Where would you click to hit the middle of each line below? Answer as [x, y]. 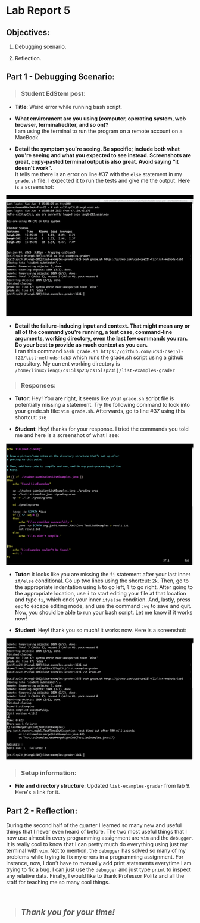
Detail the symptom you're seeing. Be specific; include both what [97, 149]
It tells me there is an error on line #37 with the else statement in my [99, 174]
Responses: [38, 385]
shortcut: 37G [31, 417]
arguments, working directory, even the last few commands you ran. [101, 339]
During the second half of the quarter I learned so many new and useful [94, 825]
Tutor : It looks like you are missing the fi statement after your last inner [103, 574]
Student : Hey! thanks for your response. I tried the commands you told [101, 429]
